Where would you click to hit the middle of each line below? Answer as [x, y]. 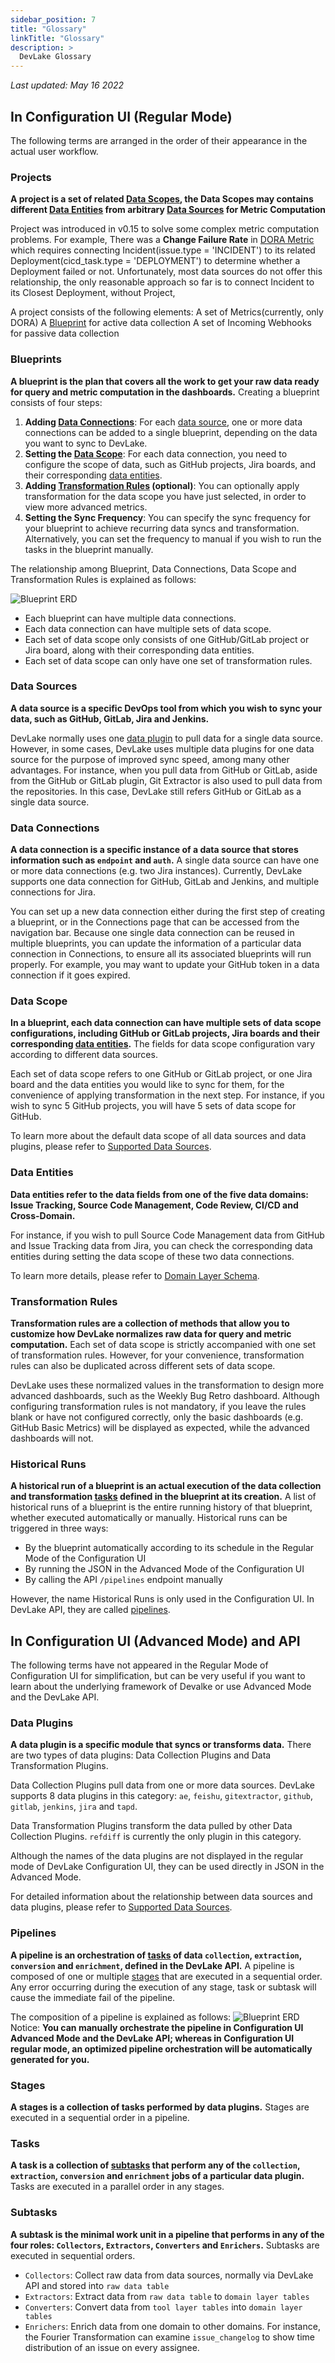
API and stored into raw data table [97, 2285]
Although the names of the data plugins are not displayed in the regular [157, 1856]
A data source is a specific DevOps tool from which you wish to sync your [166, 708]
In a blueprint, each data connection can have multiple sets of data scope [166, 1023]
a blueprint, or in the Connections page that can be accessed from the [155, 922]
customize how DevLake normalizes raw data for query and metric [151, 1334]
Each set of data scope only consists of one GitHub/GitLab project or [167, 639]
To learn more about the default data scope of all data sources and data [158, 1136]
